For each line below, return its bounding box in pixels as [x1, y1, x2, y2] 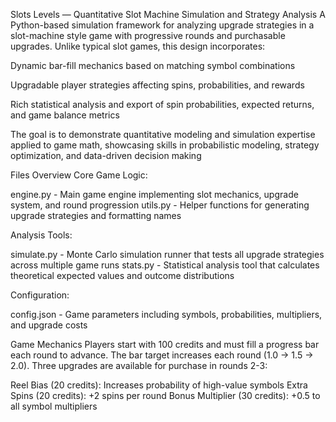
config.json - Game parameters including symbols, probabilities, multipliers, [10, 309, 323, 320]
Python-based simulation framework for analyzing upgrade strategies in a [10, 19, 315, 31]
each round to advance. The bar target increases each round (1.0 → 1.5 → [10, 349, 314, 361]
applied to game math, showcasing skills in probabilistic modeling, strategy [10, 139, 320, 151]
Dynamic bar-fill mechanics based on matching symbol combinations [10, 60, 296, 71]
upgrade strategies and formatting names [10, 210, 182, 221]
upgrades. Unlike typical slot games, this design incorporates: [10, 40, 266, 52]
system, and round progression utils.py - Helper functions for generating [10, 199, 310, 211]
